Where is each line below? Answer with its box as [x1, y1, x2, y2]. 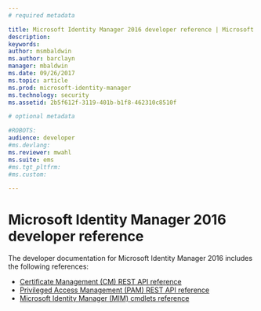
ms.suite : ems [8, 156, 55, 164]
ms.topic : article [8, 76, 68, 85]
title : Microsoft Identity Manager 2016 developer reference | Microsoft [8, 25, 255, 34]
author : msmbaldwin [8, 48, 72, 56]
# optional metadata [8, 113, 76, 121]
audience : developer [8, 134, 76, 142]
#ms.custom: [8, 170, 47, 179]
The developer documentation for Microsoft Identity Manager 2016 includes [8, 254, 253, 263]
